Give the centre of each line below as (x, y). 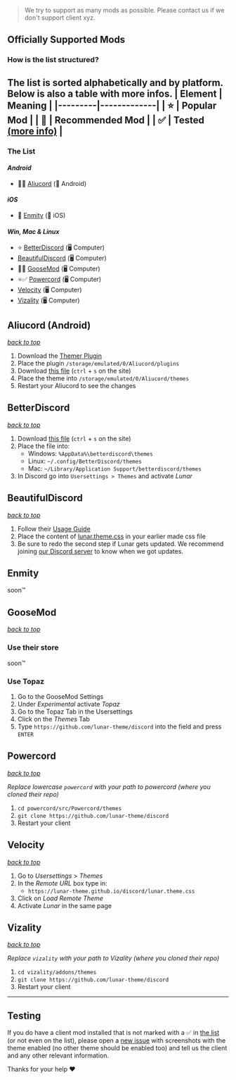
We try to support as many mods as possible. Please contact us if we (124, 10)
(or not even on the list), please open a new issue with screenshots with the (117, 1041)
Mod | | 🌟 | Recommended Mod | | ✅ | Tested (106, 120)
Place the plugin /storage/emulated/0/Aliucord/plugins (98, 364)
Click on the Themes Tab (53, 719)
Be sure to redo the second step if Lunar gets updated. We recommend (120, 544)
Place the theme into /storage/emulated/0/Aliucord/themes (103, 378)
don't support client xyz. (60, 18)
